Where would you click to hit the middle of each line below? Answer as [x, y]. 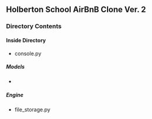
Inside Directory [26, 40]
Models [15, 67]
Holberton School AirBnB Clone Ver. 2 [76, 10]
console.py [28, 53]
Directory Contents [34, 26]
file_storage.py [32, 110]
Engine [15, 95]
